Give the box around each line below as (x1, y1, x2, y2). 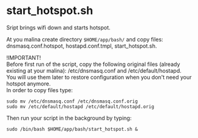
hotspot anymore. (6, 80, 51, 87)
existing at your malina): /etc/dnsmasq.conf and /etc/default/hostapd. (6, 67, 182, 74)
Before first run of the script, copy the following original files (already (6, 60, 180, 68)
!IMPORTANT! (6, 54, 42, 61)
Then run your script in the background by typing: (6, 114, 132, 122)
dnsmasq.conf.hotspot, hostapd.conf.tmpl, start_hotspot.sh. (6, 42, 157, 49)
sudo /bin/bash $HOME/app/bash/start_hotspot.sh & (6, 126, 138, 132)
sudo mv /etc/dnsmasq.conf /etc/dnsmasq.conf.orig (6, 98, 138, 104)
